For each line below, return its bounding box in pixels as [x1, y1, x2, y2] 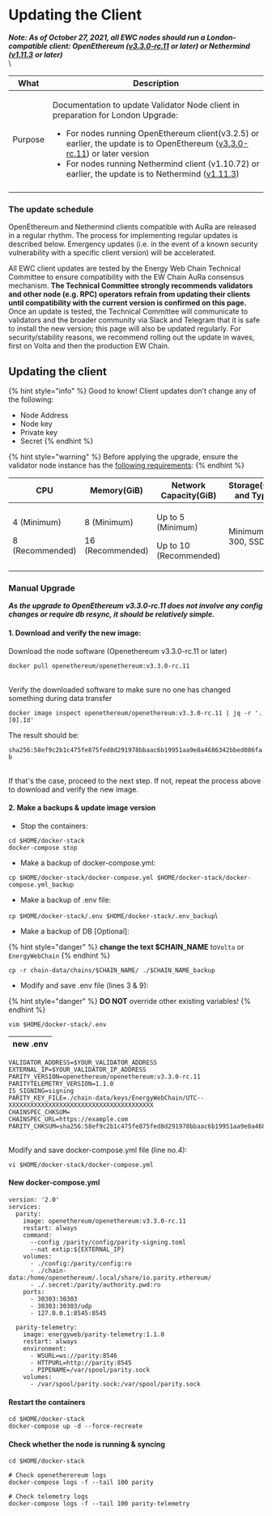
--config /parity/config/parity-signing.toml [29, 1238, 186, 1246]
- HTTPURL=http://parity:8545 [29, 1359, 132, 1367]
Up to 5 [156, 512, 185, 523]
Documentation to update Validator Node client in [52, 99, 240, 110]
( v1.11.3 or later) [8, 49, 63, 59]
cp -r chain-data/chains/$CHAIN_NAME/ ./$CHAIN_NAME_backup [8, 966, 216, 974]
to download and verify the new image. [8, 784, 139, 794]
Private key [19, 428, 58, 438]
